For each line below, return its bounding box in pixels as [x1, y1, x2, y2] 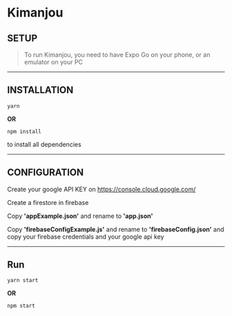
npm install [7, 128, 41, 135]
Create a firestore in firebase [7, 198, 89, 206]
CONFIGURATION [7, 167, 84, 179]
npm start [7, 302, 36, 310]
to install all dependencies [7, 140, 81, 148]
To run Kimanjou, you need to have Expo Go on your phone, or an [23, 50, 211, 59]
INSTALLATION [7, 84, 74, 96]
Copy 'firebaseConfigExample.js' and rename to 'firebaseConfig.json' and [7, 225, 224, 233]
